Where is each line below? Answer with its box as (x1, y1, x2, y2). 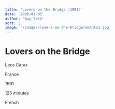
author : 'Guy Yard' (5, 16, 44, 21)
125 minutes (5, 90, 29, 96)
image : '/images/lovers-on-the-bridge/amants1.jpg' (5, 25, 111, 30)
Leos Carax (5, 62, 28, 68)
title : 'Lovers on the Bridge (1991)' (5, 7, 83, 12)
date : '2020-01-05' (5, 12, 44, 16)
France (5, 71, 19, 78)
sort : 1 (5, 20, 21, 26)
